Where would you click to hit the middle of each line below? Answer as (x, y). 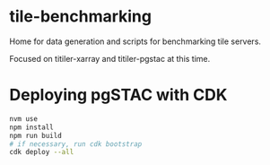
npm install (31, 127)
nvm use (24, 118)
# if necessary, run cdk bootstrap (76, 144)
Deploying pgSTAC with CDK (118, 95)
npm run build (36, 135)
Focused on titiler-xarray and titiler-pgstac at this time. (110, 58)
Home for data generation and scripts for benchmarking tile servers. (135, 41)
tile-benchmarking (81, 17)
